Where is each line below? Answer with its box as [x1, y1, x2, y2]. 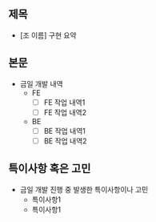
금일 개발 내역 [19, 79, 63, 88]
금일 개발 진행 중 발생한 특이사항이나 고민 [19, 184, 149, 194]
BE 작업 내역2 [43, 135, 87, 146]
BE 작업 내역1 [43, 126, 86, 135]
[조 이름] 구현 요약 [19, 30, 77, 40]
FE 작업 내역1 [43, 97, 86, 107]
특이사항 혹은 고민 [8, 162, 91, 176]
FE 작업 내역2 [43, 107, 86, 117]
